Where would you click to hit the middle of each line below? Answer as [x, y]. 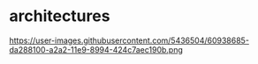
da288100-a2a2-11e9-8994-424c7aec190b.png [96, 49]
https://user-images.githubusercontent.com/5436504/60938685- [129, 40]
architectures [60, 16]
